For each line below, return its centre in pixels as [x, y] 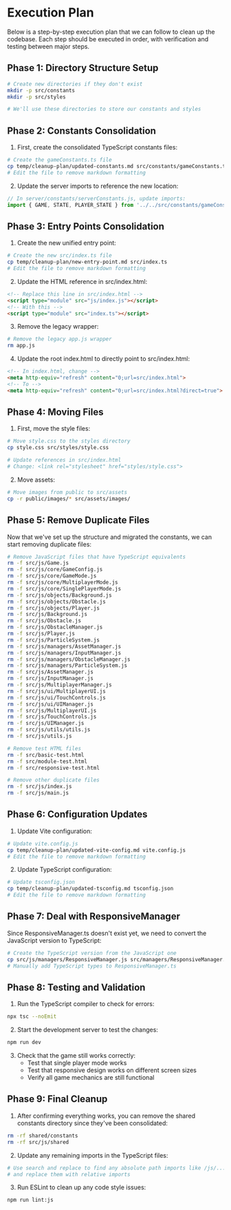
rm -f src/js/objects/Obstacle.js [57, 602]
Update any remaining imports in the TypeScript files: [92, 1155]
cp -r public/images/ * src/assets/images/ [69, 499]
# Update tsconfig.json [41, 882]
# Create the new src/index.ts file [59, 256]
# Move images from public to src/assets [67, 492]
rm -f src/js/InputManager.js [51, 679]
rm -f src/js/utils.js [40, 736]
